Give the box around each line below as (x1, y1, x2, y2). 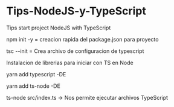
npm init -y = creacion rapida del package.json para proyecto (6, 35, 159, 43)
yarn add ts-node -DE (6, 82, 60, 90)
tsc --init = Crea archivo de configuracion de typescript (6, 47, 144, 55)
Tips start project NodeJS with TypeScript (6, 24, 111, 31)
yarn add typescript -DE (6, 70, 66, 78)
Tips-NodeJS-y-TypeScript (6, 4, 147, 18)
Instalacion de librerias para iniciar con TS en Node (6, 59, 134, 66)
